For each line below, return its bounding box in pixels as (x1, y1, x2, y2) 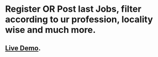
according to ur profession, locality (5, 14, 153, 25)
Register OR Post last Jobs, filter (5, 3, 142, 15)
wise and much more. (5, 25, 96, 35)
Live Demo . (5, 44, 41, 52)
